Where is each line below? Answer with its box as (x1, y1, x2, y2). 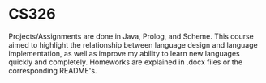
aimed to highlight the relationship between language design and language (8, 39, 258, 49)
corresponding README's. (8, 65, 97, 75)
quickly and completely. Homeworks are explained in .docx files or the (8, 57, 243, 67)
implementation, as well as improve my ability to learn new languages (8, 48, 241, 58)
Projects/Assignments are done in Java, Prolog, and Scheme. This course (8, 31, 254, 41)
